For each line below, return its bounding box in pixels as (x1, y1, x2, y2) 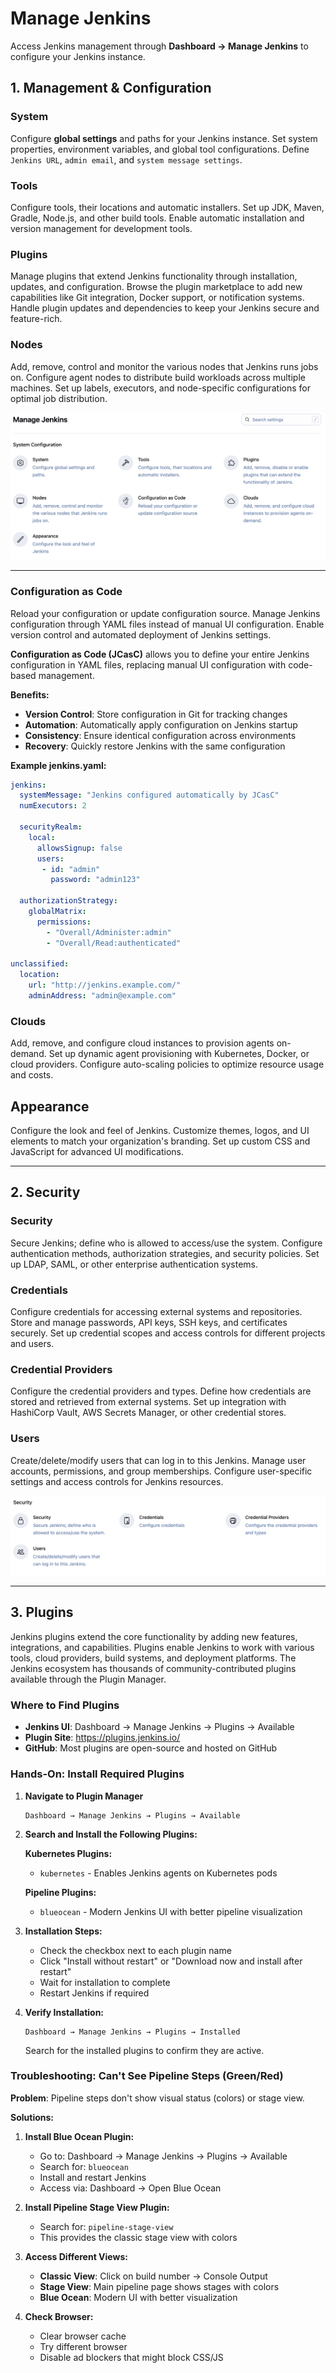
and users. (10, 1338, 55, 1350)
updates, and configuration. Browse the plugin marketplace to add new (10, 281, 303, 293)
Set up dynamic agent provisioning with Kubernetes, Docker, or (48, 1048, 310, 1060)
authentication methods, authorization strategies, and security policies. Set (10, 1247, 320, 1259)
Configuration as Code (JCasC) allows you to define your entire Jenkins (10, 648, 310, 660)
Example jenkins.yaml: (10, 759, 107, 771)
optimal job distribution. (10, 392, 108, 404)
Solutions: (10, 2111, 55, 2123)
